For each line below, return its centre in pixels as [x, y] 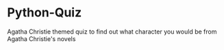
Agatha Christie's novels [41, 38]
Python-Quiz [45, 13]
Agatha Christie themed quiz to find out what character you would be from [112, 32]
